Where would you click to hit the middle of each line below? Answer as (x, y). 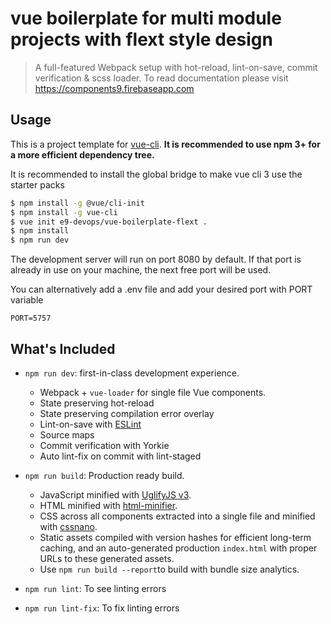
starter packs (37, 184)
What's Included (63, 348)
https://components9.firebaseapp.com (114, 88)
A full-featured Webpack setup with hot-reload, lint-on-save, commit (176, 67)
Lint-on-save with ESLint (90, 424)
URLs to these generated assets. (107, 558)
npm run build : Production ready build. (104, 475)
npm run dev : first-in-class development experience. (132, 373)
